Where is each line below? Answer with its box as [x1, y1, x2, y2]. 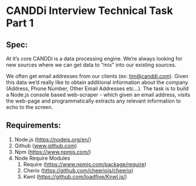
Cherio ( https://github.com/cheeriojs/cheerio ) [23, 167, 133, 174]
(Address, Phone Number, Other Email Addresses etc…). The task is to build [6, 85, 189, 92]
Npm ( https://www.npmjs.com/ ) [14, 148, 91, 155]
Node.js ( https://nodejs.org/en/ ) [14, 136, 92, 143]
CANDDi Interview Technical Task [6, 4, 173, 17]
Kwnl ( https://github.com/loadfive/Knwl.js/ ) [23, 173, 128, 180]
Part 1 [6, 16, 34, 30]
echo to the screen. [6, 104, 53, 110]
